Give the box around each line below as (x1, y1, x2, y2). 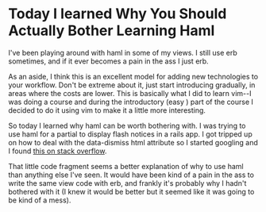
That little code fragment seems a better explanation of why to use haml (8, 161, 244, 171)
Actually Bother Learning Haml (8, 21, 215, 40)
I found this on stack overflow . (8, 146, 107, 156)
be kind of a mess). (8, 195, 71, 205)
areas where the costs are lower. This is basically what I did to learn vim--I (8, 88, 252, 98)
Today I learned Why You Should (8, 5, 227, 23)
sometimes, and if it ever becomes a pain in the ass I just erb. (8, 56, 209, 66)
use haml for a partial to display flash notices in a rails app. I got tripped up (8, 129, 253, 139)
